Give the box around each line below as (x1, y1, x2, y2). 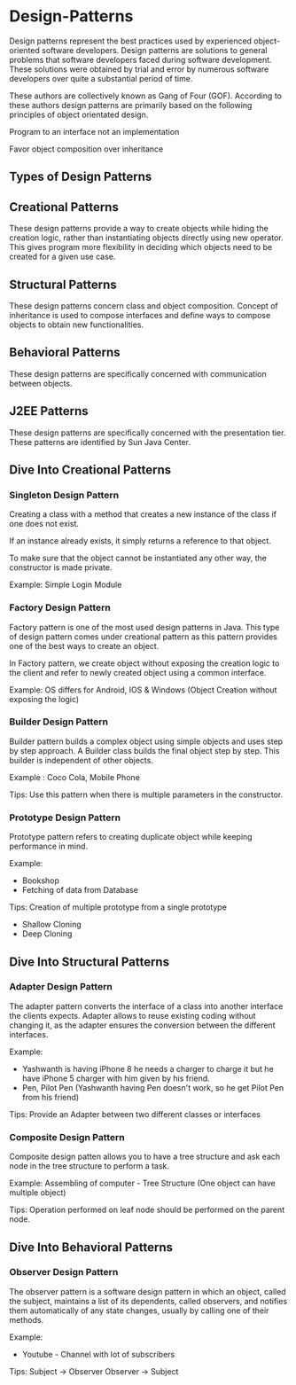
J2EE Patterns (9, 403, 89, 419)
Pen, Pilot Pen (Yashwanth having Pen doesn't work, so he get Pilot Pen (21, 1082, 284, 1092)
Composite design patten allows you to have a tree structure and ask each (9, 1151, 281, 1162)
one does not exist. (9, 519, 80, 529)
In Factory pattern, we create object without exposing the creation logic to (9, 658, 280, 669)
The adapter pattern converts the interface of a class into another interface (9, 1000, 284, 1012)
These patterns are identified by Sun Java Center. (9, 436, 191, 447)
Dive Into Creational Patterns (9, 462, 172, 477)
